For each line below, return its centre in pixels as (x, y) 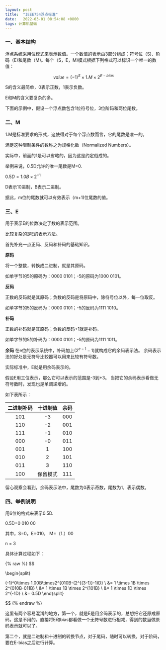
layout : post (19, 10)
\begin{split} (18, 573)
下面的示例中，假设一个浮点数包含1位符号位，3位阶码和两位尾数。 (73, 108)
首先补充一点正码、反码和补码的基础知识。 (49, 245)
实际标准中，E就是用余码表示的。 (39, 367)
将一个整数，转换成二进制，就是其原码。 (46, 266)
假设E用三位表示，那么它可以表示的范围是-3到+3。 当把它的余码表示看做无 (82, 378)
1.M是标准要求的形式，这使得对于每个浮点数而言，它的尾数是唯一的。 (76, 134)
